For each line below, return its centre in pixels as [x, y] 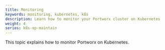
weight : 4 [16, 24]
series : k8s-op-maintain [31, 28]
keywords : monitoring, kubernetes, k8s [47, 14]
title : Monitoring [24, 10]
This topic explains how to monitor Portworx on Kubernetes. [67, 42]
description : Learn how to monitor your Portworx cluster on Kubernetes [83, 19]
